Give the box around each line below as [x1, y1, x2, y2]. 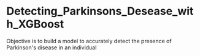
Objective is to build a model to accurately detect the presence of [6, 37, 172, 44]
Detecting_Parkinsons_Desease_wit [6, 4, 194, 18]
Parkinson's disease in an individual [6, 44, 97, 51]
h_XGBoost [6, 17, 64, 31]
